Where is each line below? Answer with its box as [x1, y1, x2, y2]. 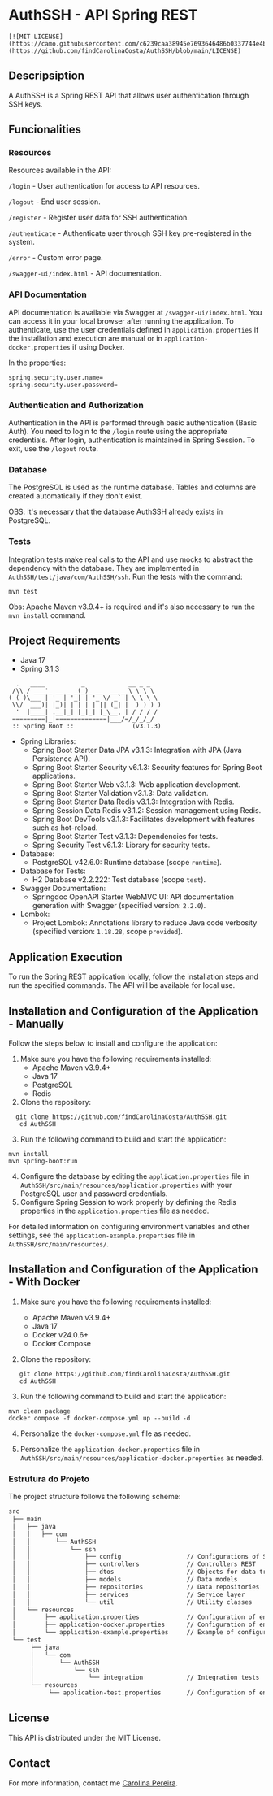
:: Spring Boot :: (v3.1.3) [11, 722, 162, 731]
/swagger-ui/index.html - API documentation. [8, 268, 162, 278]
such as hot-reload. [32, 823, 98, 833]
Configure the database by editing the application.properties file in [19, 1172, 250, 1181]
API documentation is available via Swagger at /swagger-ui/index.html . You [8, 307, 262, 317]
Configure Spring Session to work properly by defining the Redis [19, 1198, 237, 1207]
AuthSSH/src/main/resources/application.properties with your [19, 1181, 232, 1190]
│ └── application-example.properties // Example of [11, 1629, 234, 1637]
